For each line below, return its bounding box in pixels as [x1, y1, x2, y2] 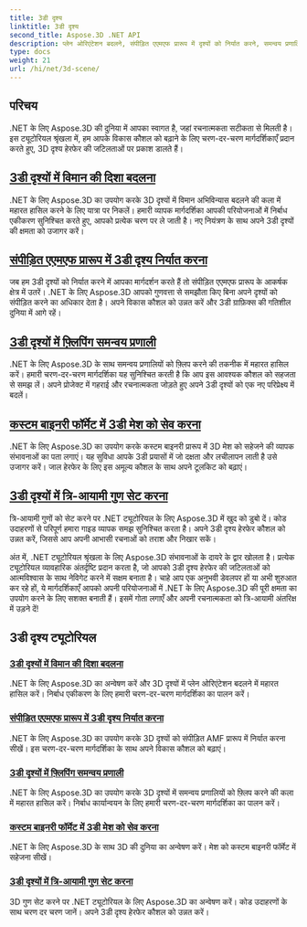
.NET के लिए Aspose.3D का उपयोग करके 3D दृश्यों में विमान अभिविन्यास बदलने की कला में [9, 194, 281, 206]
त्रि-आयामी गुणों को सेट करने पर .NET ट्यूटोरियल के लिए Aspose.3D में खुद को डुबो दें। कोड [9, 513, 287, 524]
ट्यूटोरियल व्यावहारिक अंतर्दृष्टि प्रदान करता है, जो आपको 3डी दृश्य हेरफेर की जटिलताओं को [9, 561, 270, 572]
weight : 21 [9, 56, 51, 65]
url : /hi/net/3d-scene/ [9, 65, 101, 74]
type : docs [9, 48, 51, 57]
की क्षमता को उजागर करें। [9, 225, 85, 236]
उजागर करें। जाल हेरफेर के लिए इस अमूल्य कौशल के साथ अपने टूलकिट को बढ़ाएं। [9, 461, 249, 472]
